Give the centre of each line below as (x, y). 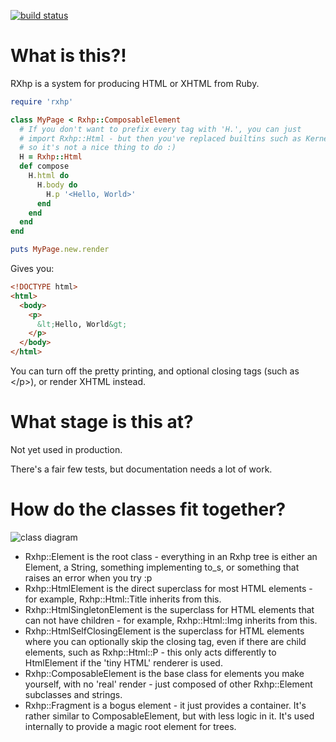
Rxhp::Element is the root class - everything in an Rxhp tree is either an (171, 556)
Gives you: (32, 269)
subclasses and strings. (73, 694)
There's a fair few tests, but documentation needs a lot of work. (141, 469)
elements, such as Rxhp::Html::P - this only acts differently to (150, 652)
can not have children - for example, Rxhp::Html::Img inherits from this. (171, 620)
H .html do (49, 176)
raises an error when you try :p (88, 577)
